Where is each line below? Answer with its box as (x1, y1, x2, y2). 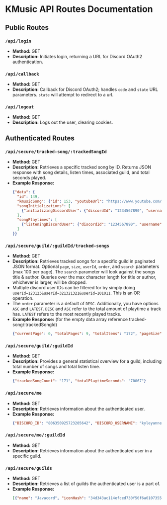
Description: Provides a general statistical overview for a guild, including (12, 358, 162, 364)
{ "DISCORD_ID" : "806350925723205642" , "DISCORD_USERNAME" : (12, 421, 138, 425)
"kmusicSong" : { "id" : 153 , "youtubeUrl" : (17, 199, 104, 204)
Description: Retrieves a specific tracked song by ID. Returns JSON (12, 164, 152, 170)
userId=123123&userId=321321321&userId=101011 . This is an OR (12, 290, 140, 296)
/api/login (5, 38, 31, 44)
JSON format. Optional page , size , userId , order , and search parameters (12, 263, 160, 269)
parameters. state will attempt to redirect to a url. (12, 92, 114, 98)
